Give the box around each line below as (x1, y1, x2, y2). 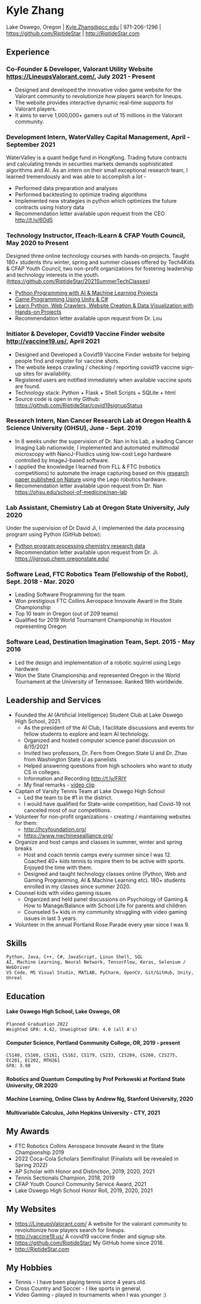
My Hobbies (6, 1263, 53, 1273)
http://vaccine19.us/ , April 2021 (6, 337, 100, 346)
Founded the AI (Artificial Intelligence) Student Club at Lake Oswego (14, 711, 184, 718)
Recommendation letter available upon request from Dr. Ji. (14, 549, 159, 556)
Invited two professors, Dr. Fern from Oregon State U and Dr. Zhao (23, 749, 187, 757)
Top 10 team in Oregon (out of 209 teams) (14, 610, 118, 617)
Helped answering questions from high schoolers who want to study (23, 762, 193, 769)
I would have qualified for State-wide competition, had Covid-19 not (23, 800, 191, 808)
